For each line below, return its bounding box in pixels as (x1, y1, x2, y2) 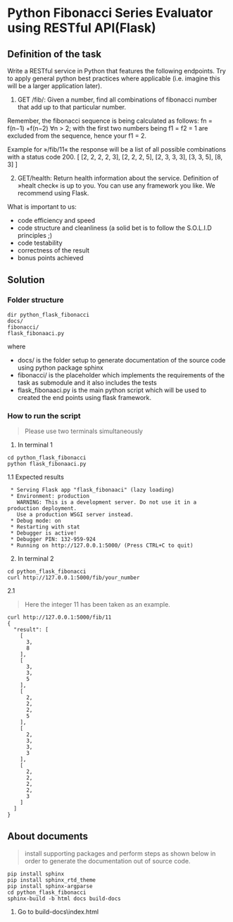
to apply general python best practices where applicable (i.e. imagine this (7, 74, 220, 83)
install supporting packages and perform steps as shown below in (24, 849, 216, 858)
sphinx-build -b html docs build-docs (7, 894, 121, 902)
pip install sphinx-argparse (7, 882, 93, 890)
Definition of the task (7, 48, 102, 60)
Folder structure (7, 295, 64, 305)
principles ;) (17, 231, 53, 239)
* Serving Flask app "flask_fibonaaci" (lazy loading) (10, 486, 175, 493)
